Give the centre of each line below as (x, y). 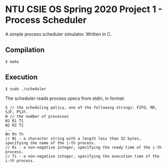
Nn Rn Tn (14, 134)
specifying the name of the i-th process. (51, 143)
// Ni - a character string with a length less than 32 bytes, (73, 138)
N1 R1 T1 (14, 121)
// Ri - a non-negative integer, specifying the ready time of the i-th (83, 147)
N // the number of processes (37, 116)
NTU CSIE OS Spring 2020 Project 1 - (84, 9)
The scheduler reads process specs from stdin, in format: (65, 98)
